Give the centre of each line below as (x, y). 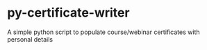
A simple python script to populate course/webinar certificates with (104, 32)
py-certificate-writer (68, 13)
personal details (30, 39)
